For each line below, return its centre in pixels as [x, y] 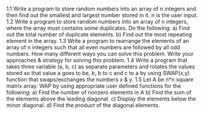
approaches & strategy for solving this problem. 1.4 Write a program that [97, 60]
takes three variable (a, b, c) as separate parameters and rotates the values [100, 67]
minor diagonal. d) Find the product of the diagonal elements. [83, 105]
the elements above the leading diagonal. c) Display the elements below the [101, 99]
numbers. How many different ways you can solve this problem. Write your [100, 54]
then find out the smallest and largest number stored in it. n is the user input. [102, 15]
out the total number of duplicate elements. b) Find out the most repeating [99, 34]
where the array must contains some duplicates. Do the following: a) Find [98, 28]
